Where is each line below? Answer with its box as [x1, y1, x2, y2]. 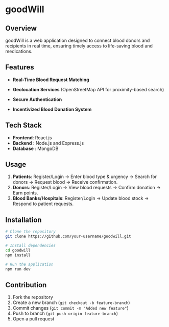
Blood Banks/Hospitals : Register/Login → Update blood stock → [12, 195, 149, 202]
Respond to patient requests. [12, 200, 74, 207]
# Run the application [5, 262, 54, 267]
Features [5, 63, 34, 72]
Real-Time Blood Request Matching [12, 77, 89, 83]
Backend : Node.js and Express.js [12, 140, 84, 146]
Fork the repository [12, 294, 54, 300]
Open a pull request [12, 316, 55, 322]
